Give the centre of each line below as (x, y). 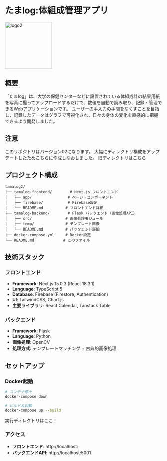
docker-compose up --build (33, 410)
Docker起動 (19, 381)
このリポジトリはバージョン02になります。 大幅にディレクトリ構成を (76, 151)
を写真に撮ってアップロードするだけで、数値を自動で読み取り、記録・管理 (82, 102)
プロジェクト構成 (31, 175)
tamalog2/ (15, 187)
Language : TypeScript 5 (37, 289)
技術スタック (25, 257)
